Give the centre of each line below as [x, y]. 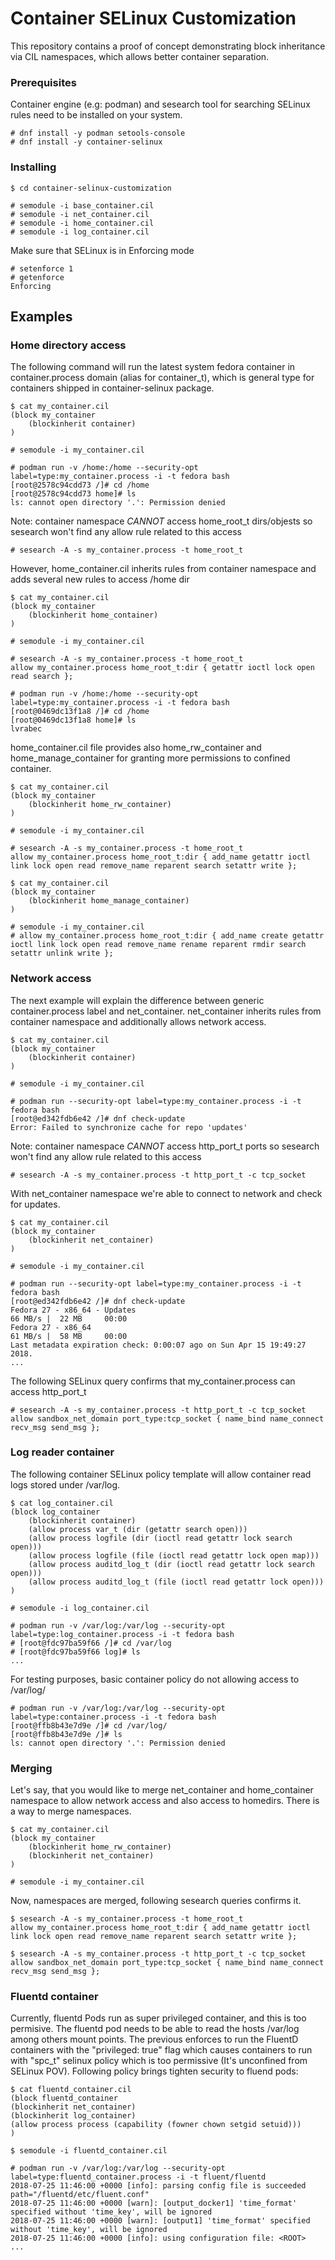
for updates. [35, 1204]
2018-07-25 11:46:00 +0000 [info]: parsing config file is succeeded [158, 2186]
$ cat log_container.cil [62, 1503]
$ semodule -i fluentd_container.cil [89, 2151]
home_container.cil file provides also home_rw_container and [136, 748]
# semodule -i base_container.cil [82, 205]
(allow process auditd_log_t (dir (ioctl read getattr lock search [171, 1564]
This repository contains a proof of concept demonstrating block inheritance [168, 46]
